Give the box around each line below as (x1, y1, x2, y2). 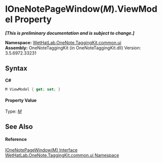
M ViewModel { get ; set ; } (5, 87, 61, 92)
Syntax (5, 64, 28, 73)
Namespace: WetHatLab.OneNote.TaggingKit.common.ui (5, 39, 122, 45)
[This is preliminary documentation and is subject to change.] (5, 30, 134, 36)
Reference (5, 136, 27, 142)
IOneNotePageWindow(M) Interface (5, 147, 78, 153)
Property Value (5, 97, 37, 104)
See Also (5, 123, 33, 131)
